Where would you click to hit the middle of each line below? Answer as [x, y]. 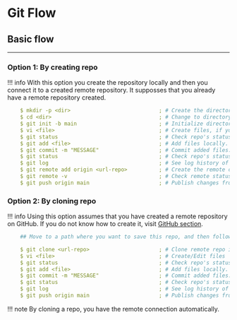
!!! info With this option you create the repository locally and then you [108, 83]
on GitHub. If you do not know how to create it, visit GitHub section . [105, 224]
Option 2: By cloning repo [52, 201]
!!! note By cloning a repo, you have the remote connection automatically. [114, 309]
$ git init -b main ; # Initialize [111, 124]
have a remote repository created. [57, 97]
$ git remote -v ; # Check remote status [126, 177]
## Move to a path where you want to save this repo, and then [115, 237]
